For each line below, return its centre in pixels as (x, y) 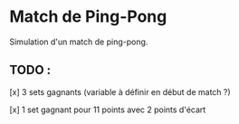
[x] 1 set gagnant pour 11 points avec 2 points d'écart (108, 110)
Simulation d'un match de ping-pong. (79, 42)
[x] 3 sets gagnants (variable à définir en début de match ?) (120, 91)
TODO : (30, 70)
